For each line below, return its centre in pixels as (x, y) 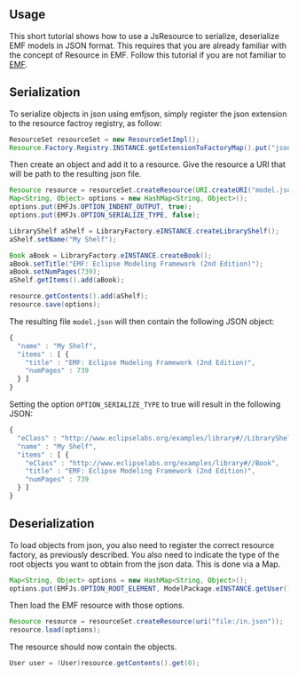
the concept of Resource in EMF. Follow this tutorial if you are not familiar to (148, 55)
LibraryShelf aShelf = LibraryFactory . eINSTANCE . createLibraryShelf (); (144, 231)
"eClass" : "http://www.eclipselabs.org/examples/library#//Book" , (152, 463)
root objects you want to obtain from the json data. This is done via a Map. (145, 564)
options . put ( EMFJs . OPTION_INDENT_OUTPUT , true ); (101, 207)
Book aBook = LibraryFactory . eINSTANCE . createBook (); (111, 255)
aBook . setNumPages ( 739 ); (55, 272)
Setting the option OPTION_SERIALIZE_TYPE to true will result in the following (145, 404)
